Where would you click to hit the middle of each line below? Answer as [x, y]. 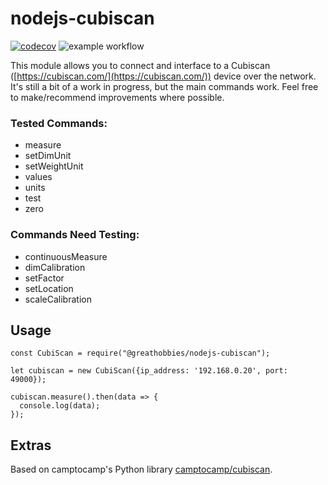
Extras [31, 445]
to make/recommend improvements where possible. [117, 97]
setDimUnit [48, 156]
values [38, 177]
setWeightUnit [54, 166]
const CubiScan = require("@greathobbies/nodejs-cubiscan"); [140, 353]
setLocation [49, 288]
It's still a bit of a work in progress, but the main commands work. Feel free [164, 86]
